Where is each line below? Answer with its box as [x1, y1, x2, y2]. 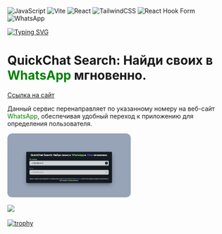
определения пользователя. [7, 119, 93, 128]
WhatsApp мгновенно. [7, 68, 147, 84]
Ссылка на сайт [7, 90, 55, 99]
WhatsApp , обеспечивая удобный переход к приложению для [7, 111, 194, 120]
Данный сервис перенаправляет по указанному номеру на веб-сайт [7, 104, 215, 113]
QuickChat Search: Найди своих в [7, 53, 214, 68]
